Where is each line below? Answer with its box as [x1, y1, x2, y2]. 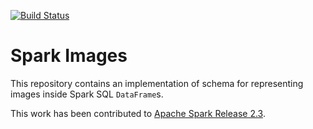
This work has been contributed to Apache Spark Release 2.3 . [10, 107, 266, 119]
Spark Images [10, 45, 128, 67]
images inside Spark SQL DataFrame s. [10, 88, 164, 100]
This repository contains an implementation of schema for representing [10, 77, 304, 89]
